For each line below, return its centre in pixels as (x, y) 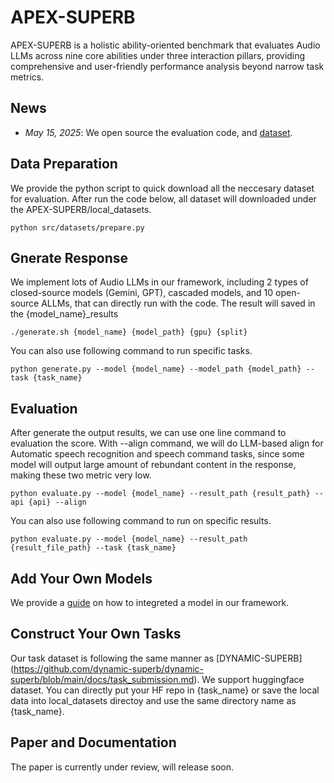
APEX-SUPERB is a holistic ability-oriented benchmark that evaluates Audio (165, 45)
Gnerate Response (69, 257)
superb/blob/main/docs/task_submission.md (102, 679)
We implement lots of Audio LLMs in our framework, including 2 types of (159, 282)
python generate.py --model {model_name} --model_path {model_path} (156, 369)
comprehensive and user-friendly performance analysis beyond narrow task (167, 66)
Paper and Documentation (93, 742)
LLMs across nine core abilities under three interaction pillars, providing (158, 55)
